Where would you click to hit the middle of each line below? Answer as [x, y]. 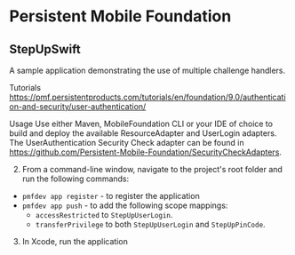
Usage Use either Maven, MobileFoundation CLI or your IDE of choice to [141, 124]
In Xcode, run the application [75, 241]
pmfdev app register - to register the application [111, 196]
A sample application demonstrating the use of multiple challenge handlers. [147, 70]
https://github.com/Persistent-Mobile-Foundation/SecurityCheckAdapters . [146, 152]
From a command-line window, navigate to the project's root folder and [152, 169]
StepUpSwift [45, 49]
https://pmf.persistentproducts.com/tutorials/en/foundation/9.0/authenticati [147, 97]
